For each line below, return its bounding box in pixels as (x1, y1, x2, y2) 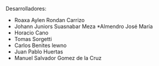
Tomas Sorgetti (14, 36, 52, 42)
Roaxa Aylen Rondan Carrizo (14, 17, 85, 23)
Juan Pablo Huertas (14, 48, 63, 55)
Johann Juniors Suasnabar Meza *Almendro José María (14, 23, 153, 30)
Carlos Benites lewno (14, 42, 67, 49)
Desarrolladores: (5, 5, 47, 12)
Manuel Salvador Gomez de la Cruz (14, 55, 102, 61)
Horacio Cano (14, 29, 49, 36)
